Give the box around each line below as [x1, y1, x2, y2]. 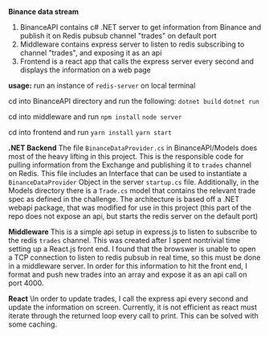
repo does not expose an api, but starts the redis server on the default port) [8, 212, 259, 220]
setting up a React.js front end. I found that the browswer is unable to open [8, 245, 256, 253]
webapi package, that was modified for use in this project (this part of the [8, 203, 251, 212]
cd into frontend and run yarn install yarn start [8, 128, 173, 137]
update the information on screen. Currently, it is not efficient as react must [8, 302, 258, 312]
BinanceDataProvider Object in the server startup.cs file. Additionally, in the [8, 177, 259, 187]
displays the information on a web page [19, 65, 151, 75]
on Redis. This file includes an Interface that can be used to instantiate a [8, 169, 247, 178]
